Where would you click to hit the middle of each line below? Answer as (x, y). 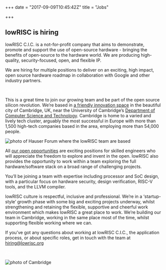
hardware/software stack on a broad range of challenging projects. (74, 167)
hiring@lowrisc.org (25, 243)
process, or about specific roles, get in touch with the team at (68, 238)
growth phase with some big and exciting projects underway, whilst (86, 201)
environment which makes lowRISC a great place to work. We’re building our (83, 212)
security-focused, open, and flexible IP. (61, 60)
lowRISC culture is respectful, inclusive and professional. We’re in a (74, 196)
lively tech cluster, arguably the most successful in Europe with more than (81, 121)
